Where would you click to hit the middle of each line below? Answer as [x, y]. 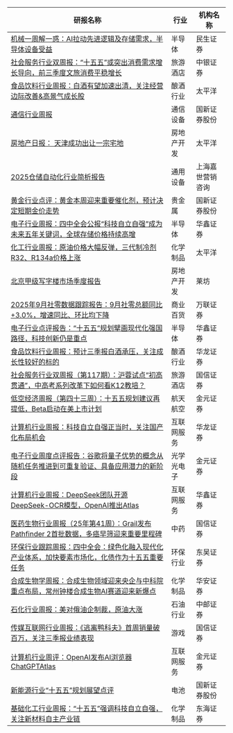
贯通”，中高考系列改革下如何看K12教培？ [78, 385]
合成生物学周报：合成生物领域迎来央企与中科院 [87, 581]
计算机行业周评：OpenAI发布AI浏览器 [71, 657]
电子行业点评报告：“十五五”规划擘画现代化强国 [87, 328]
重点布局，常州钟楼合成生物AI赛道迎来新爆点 [84, 591]
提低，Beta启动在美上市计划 [57, 409]
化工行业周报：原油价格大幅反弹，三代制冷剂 [84, 247]
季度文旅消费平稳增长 [87, 73]
